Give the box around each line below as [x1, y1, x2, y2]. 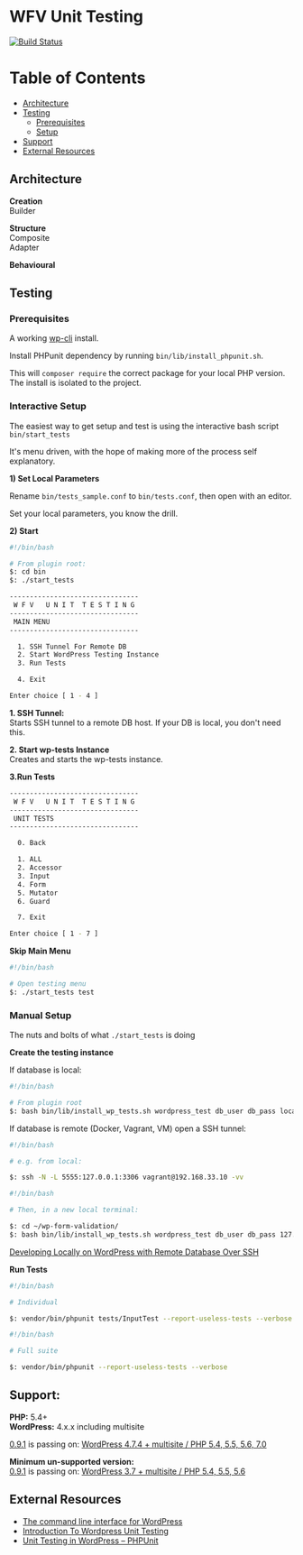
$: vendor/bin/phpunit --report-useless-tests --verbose [9, 1363, 228, 1372]
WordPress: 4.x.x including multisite [9, 1421, 145, 1431]
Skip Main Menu [9, 945, 72, 957]
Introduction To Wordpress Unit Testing [22, 1525, 170, 1536]
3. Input [17, 871, 50, 880]
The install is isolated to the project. [9, 377, 142, 389]
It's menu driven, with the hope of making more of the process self [9, 446, 258, 456]
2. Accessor [17, 863, 63, 872]
